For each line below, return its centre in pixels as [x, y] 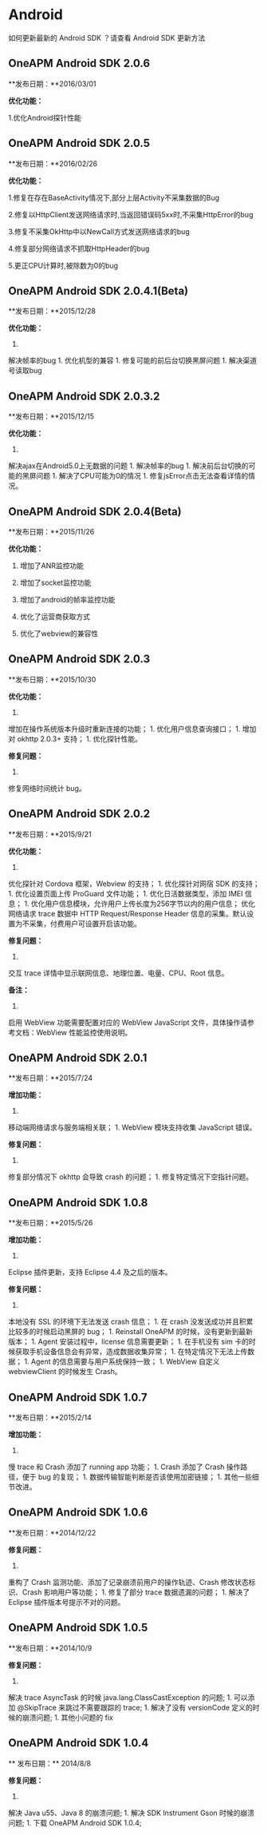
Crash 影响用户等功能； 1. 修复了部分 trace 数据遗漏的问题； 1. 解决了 [136, 1592]
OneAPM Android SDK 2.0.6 [79, 64]
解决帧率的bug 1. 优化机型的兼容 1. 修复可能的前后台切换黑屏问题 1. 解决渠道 [133, 360]
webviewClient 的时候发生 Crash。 [65, 1372]
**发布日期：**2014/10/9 [50, 1648]
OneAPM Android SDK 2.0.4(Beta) [95, 512]
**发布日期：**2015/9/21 [50, 834]
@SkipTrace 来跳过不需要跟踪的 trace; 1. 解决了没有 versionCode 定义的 [135, 1707]
